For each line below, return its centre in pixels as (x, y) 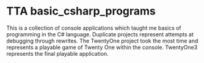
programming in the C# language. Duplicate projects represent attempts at (100, 34)
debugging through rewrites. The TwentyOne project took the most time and (102, 41)
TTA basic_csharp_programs (81, 11)
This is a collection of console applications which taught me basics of (94, 28)
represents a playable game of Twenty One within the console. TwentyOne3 (102, 47)
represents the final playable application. (57, 53)
